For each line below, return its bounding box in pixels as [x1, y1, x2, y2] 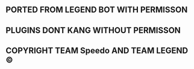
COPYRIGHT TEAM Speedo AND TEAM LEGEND [5, 46, 189, 56]
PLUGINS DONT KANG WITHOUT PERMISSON [5, 25, 181, 35]
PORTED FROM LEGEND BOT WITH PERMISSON [5, 5, 188, 15]
